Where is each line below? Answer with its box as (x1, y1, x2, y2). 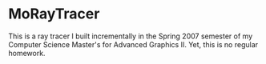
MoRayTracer (8, 5, 100, 23)
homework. (8, 48, 46, 58)
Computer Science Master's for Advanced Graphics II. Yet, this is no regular (8, 39, 259, 49)
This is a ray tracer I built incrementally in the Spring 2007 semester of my (8, 31, 253, 41)
